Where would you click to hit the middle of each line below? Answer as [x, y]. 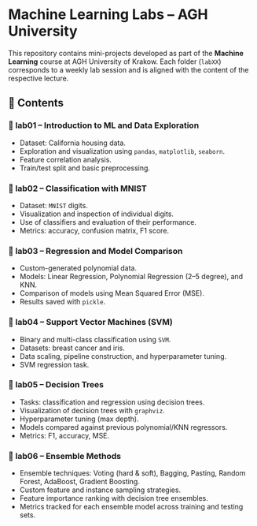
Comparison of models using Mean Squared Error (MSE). [112, 293]
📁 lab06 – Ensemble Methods [65, 456]
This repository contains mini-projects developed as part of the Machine [126, 53]
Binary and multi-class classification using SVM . [95, 339]
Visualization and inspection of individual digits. [97, 214]
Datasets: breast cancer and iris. [72, 348]
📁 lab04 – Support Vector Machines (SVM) [90, 323]
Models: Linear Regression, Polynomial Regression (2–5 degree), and [131, 277]
